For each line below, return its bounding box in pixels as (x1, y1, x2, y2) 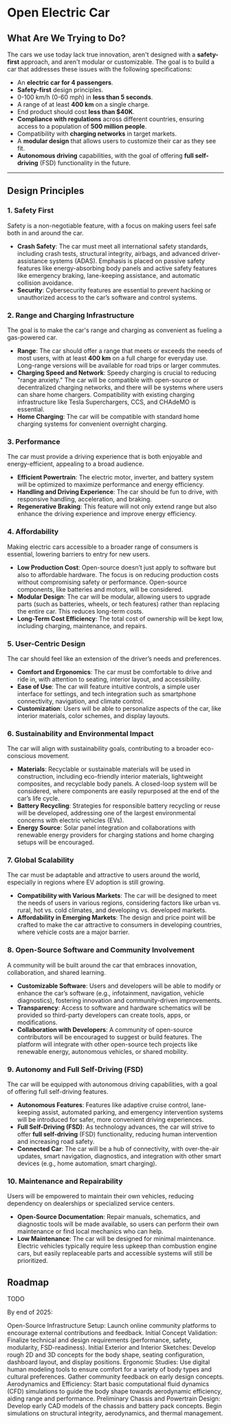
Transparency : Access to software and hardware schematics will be (16, 1003, 211, 1012)
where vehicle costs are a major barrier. (16, 928, 130, 936)
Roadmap (7, 1276, 49, 1288)
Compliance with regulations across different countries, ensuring (16, 115, 204, 123)
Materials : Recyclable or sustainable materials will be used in (16, 765, 191, 773)
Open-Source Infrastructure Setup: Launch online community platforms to (7, 1321, 217, 1330)
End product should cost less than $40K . (16, 108, 135, 116)
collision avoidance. (16, 279, 74, 287)
